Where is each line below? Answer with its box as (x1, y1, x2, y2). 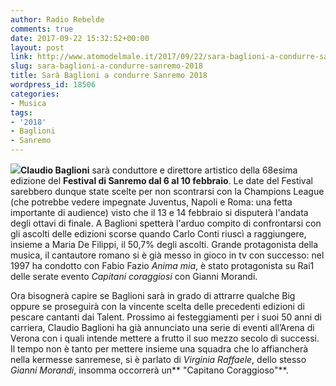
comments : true (10, 24, 74, 34)
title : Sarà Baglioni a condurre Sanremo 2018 (10, 71, 208, 81)
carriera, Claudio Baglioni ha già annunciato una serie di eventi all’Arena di (10, 322, 315, 333)
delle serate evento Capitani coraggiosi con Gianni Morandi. (10, 271, 258, 282)
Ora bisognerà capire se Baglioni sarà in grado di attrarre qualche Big (10, 290, 296, 301)
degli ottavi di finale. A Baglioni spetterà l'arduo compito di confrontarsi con (10, 217, 322, 229)
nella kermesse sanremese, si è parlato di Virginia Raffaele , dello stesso (10, 354, 307, 365)
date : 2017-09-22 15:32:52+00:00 (10, 33, 150, 43)
